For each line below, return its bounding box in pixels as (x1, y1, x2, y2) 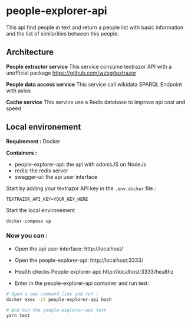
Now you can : (6, 232, 48, 240)
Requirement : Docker (6, 137, 61, 145)
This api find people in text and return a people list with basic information (6, 24, 184, 31)
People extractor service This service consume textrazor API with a (6, 63, 172, 70)
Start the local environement (6, 206, 75, 214)
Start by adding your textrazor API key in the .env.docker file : (6, 185, 156, 192)
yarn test (6, 313, 31, 319)
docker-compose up (6, 218, 51, 224)
